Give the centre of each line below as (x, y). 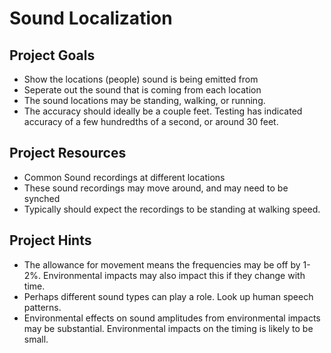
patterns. (42, 307)
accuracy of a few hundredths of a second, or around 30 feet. (151, 121)
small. (36, 339)
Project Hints (50, 240)
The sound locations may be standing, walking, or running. (144, 100)
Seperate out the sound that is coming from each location (142, 90)
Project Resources (68, 153)
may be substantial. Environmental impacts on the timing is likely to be (168, 328)
